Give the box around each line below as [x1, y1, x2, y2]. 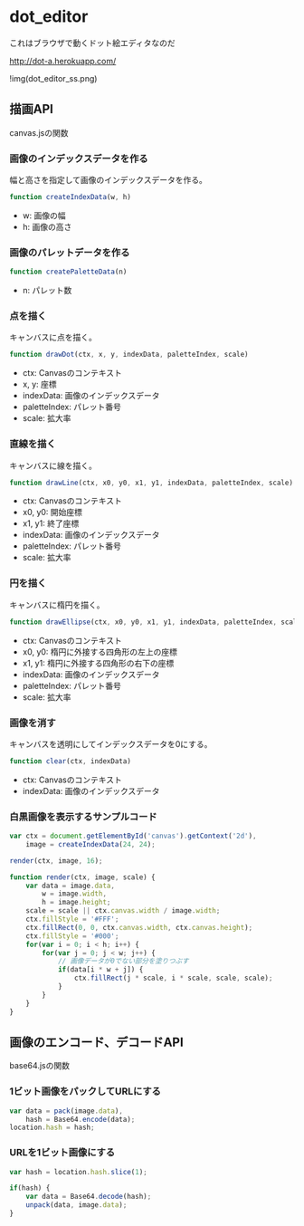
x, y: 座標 [22, 378, 57, 390]
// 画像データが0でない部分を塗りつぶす [57, 957, 189, 966]
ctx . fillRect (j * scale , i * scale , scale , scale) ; [73, 973, 273, 983]
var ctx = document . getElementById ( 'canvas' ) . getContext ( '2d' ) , [9, 831, 257, 841]
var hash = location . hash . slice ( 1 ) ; [9, 1167, 147, 1176]
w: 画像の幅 [22, 210, 66, 221]
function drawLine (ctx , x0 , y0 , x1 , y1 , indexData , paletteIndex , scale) [9, 478, 294, 487]
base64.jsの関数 [9, 1060, 71, 1071]
